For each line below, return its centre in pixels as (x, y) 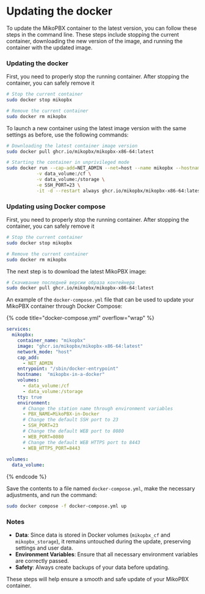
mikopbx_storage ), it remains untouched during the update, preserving (103, 542)
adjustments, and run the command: (52, 495)
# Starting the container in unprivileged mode (68, 163)
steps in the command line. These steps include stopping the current (93, 34)
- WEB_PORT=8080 (43, 437)
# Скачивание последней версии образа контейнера (71, 282)
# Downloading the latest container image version (72, 146)
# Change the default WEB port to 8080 (73, 431)
